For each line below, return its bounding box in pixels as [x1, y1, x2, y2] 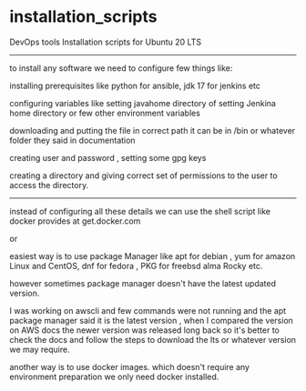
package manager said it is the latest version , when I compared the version [9, 315, 294, 326]
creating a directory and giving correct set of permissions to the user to [9, 170, 278, 181]
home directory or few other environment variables [9, 107, 200, 118]
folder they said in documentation [9, 135, 136, 145]
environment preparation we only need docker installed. [9, 371, 219, 382]
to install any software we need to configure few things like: [9, 62, 233, 74]
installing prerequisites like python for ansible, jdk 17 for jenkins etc [9, 80, 261, 91]
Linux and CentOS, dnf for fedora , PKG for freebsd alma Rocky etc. [9, 260, 263, 271]
